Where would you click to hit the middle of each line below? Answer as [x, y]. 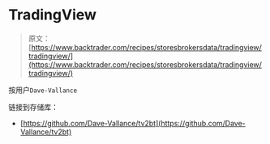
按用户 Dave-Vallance [43, 90]
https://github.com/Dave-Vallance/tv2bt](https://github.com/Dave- [134, 123]
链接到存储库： [33, 107]
